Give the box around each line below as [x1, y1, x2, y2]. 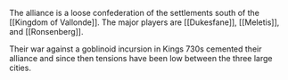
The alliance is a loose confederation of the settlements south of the [9, 8, 260, 18]
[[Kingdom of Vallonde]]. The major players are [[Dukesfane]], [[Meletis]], [9, 17, 280, 28]
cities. [9, 62, 31, 73]
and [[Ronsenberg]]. [9, 27, 84, 36]
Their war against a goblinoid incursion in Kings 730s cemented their [9, 44, 262, 54]
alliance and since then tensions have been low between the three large [9, 53, 274, 63]
